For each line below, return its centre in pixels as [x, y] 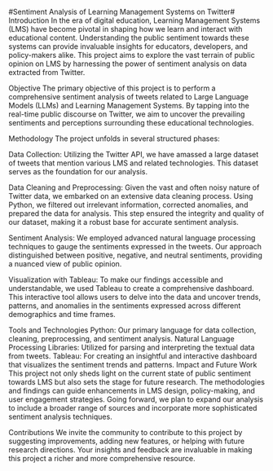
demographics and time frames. [62, 314]
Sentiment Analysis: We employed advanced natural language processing [132, 238]
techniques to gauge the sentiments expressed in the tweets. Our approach [135, 247]
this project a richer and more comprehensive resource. [102, 458]
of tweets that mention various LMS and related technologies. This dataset [134, 163]
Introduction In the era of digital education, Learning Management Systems [134, 20]
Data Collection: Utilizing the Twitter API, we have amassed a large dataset [134, 154]
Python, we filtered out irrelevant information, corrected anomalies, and [128, 205]
